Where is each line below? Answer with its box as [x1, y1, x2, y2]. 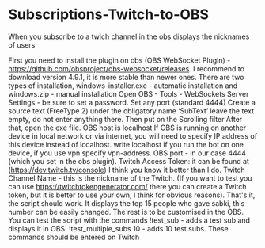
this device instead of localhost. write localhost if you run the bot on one [8, 139, 244, 149]
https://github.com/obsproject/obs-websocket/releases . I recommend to [8, 63, 245, 73]
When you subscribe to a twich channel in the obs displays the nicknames [8, 32, 250, 41]
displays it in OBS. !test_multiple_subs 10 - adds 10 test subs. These [8, 223, 229, 233]
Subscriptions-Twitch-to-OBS [8, 6, 210, 24]
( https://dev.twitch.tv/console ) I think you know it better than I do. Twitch [8, 165, 245, 174]
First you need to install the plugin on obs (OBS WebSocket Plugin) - [8, 55, 231, 65]
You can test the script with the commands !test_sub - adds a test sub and [8, 216, 251, 225]
